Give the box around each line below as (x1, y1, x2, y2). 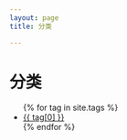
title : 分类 (9, 22, 52, 31)
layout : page (9, 13, 59, 23)
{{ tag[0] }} (22, 112, 65, 123)
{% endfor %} (22, 122, 76, 133)
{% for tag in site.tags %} (22, 102, 119, 114)
